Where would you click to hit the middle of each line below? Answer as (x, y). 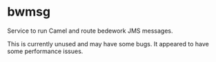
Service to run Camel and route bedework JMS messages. (90, 31)
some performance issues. (45, 51)
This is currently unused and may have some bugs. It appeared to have (108, 44)
